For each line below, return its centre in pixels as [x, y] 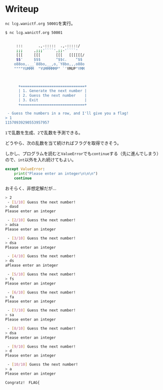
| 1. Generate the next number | [52, 91]
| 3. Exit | [52, 100]
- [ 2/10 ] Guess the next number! [42, 220]
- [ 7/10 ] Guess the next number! [42, 310]
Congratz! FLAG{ [23, 383]
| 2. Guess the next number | [52, 95]
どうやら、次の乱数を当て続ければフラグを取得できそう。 [63, 143]
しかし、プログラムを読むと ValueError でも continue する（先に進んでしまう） [82, 154]
